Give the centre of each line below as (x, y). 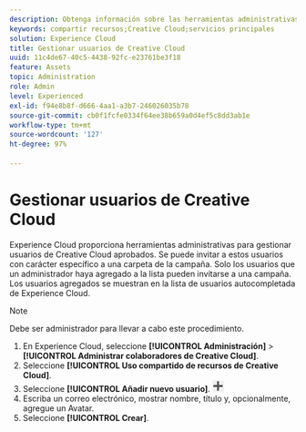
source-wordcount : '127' (56, 135)
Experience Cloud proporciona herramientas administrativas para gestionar (151, 244)
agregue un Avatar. (58, 408)
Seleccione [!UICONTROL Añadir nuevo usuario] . (117, 388)
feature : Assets (40, 67)
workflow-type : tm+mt (51, 125)
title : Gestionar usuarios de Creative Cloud (97, 48)
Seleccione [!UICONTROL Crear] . (86, 417)
